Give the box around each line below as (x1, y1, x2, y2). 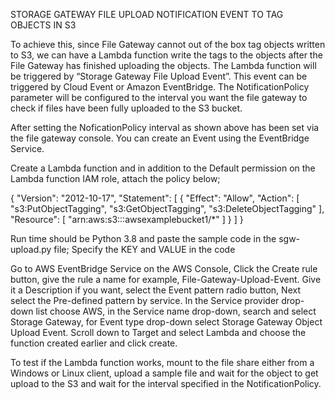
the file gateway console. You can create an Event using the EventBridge (10, 132, 310, 144)
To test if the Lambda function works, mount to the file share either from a (10, 357, 315, 368)
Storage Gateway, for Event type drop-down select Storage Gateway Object (10, 316, 323, 328)
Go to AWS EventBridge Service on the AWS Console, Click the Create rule (10, 263, 318, 274)
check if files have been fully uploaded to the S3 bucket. (10, 102, 243, 114)
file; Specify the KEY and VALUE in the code (53, 244, 236, 255)
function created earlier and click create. (10, 337, 178, 349)
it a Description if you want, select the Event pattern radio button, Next (10, 284, 301, 296)
